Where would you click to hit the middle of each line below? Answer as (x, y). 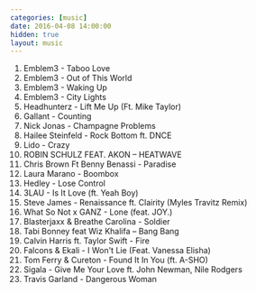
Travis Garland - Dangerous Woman (90, 279)
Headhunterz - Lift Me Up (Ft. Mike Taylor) (102, 107)
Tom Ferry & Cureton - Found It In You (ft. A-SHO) (115, 260)
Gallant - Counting (57, 116)
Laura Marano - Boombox (71, 174)
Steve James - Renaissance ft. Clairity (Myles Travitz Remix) (135, 203)
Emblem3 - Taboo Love (67, 69)
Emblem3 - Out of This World (78, 78)
